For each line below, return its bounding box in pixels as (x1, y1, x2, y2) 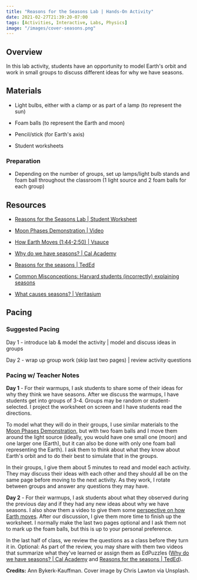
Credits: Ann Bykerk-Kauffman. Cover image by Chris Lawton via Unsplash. (6, 567, 190, 574)
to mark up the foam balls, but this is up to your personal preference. (6, 525, 173, 532)
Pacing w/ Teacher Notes (6, 371, 79, 379)
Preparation (6, 157, 41, 165)
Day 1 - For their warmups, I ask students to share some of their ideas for (6, 384, 183, 391)
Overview (6, 47, 43, 57)
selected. (6, 403, 29, 410)
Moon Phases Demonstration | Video (14, 227, 104, 234)
